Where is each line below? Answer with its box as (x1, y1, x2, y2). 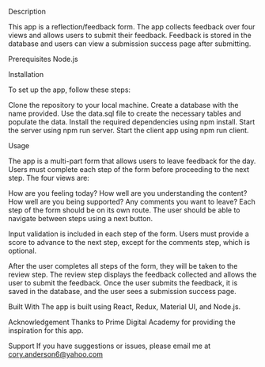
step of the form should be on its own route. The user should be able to (8, 205, 240, 215)
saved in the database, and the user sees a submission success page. (8, 287, 237, 296)
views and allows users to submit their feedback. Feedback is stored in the (8, 31, 252, 40)
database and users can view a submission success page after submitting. (8, 39, 252, 48)
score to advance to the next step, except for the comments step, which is (8, 238, 251, 247)
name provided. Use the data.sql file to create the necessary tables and (8, 109, 241, 118)
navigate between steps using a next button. (8, 214, 153, 223)
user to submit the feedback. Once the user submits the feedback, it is (8, 278, 238, 288)
